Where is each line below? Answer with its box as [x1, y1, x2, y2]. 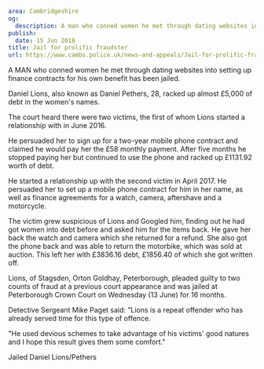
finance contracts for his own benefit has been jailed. [8, 74, 181, 83]
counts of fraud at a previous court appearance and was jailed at [8, 282, 218, 291]
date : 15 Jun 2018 [15, 36, 76, 45]
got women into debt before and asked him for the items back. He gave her [8, 225, 251, 235]
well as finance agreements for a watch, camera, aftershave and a [8, 193, 222, 203]
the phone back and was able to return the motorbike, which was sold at [8, 242, 243, 251]
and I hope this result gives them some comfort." [8, 338, 166, 347]
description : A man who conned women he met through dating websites [15, 22, 247, 30]
